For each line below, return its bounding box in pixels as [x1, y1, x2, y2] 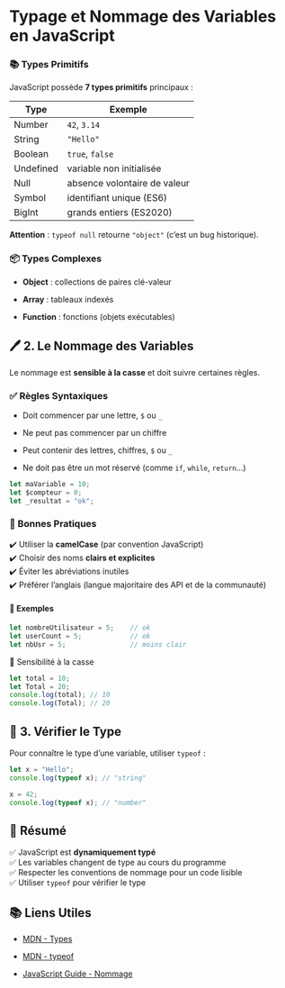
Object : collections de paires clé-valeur [22, 276, 173, 287]
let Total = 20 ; [9, 682, 70, 691]
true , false [67, 148, 114, 160]
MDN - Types [22, 934, 73, 945]
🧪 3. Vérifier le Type [9, 723, 121, 739]
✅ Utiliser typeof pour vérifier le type [9, 877, 147, 888]
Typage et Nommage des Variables [9, 6, 277, 27]
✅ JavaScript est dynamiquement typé [9, 847, 156, 857]
